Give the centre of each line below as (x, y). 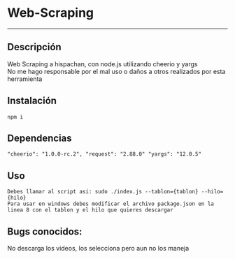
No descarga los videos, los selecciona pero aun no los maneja (98, 248)
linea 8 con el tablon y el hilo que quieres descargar (90, 210)
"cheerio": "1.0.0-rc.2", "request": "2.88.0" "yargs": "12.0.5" (104, 154)
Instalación (32, 101)
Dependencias (40, 138)
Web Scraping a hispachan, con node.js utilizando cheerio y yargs (102, 64)
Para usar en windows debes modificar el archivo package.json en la (111, 204)
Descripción (34, 47)
